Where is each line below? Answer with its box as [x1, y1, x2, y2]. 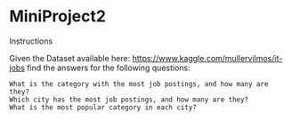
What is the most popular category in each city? [9, 102, 198, 112]
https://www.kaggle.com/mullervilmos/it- [132, 52, 283, 63]
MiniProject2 [9, 6, 107, 27]
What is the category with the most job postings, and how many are [9, 79, 269, 88]
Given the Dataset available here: [9, 52, 131, 63]
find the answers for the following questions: [26, 62, 191, 73]
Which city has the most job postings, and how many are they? [9, 95, 249, 104]
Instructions [9, 36, 53, 46]
